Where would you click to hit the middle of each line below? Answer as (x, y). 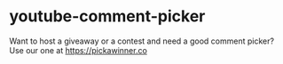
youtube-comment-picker (107, 16)
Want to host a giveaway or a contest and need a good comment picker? (142, 41)
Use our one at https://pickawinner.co (79, 50)
